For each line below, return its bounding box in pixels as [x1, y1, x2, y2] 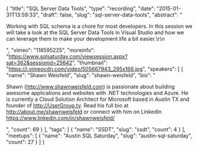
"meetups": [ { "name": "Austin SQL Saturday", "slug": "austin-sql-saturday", [6, 132, 193, 139]
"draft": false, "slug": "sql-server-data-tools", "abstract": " [40, 11, 183, 18]
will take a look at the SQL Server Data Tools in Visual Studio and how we [6, 29, 184, 36]
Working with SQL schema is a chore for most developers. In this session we [6, 23, 193, 29]
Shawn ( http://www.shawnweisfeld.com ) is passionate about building [6, 83, 176, 90]
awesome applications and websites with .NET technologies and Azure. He [6, 90, 189, 96]
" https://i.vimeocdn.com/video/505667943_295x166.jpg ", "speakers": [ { [6, 65, 183, 73]
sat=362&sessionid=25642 [6, 59, 73, 66]
